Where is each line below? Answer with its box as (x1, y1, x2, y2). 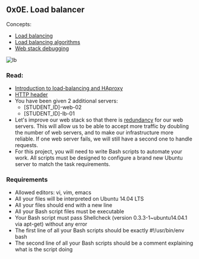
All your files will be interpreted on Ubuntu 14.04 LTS (14, 195, 144, 202)
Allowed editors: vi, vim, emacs (14, 189, 92, 196)
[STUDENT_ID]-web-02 (23, 104, 82, 111)
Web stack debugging (14, 45, 70, 52)
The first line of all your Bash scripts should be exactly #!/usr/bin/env (14, 227, 185, 234)
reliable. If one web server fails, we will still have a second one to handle (14, 135, 192, 142)
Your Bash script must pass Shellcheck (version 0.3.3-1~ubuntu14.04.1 (14, 214, 188, 221)
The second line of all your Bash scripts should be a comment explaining (14, 239, 194, 246)
